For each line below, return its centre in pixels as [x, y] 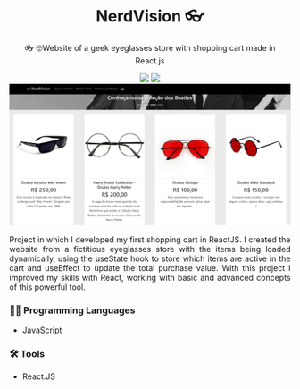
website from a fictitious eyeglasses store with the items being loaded [150, 249]
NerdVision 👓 [150, 17]
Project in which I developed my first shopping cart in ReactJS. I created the [150, 240]
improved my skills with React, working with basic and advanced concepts [150, 278]
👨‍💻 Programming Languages [72, 310]
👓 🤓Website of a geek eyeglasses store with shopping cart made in [150, 47]
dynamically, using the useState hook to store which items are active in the [150, 258]
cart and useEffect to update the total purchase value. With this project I [150, 268]
